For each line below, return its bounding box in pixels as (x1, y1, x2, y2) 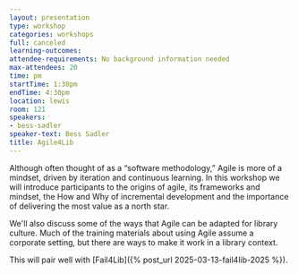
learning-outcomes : (9, 47, 82, 56)
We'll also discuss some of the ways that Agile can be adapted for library (9, 218, 278, 228)
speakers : (9, 113, 47, 122)
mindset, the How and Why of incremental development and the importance (9, 191, 289, 201)
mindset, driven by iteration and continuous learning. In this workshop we (9, 172, 280, 183)
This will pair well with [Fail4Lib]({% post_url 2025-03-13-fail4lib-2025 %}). (9, 254, 288, 265)
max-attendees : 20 (9, 64, 78, 73)
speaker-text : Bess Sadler (9, 130, 110, 139)
